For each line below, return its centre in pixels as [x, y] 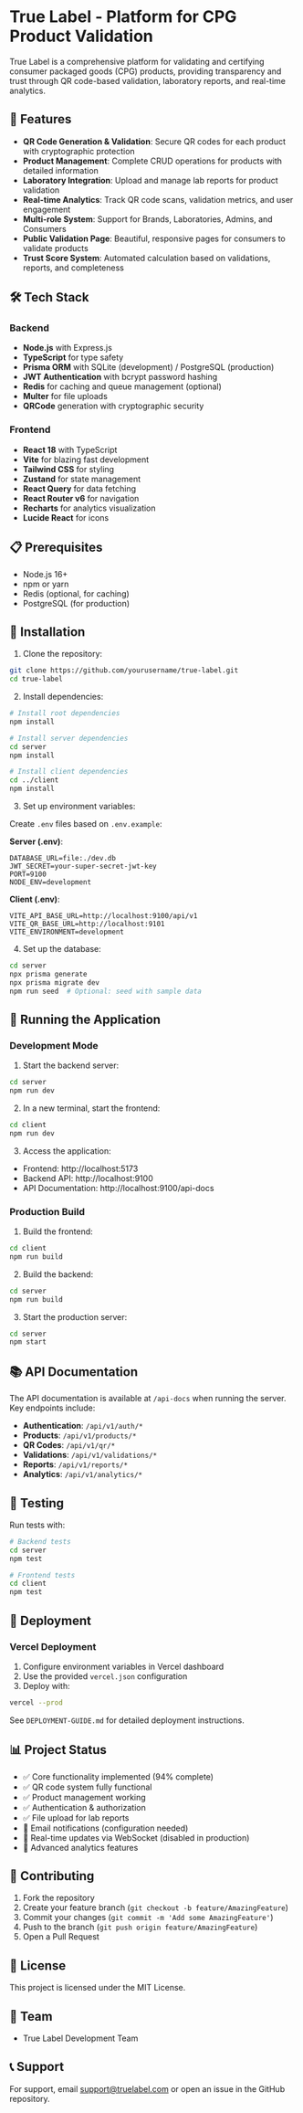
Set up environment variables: [79, 807]
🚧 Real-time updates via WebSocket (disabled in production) [136, 1837]
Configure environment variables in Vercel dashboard [123, 1666]
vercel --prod [37, 1702]
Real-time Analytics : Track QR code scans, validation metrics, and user [158, 199]
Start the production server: [75, 1316]
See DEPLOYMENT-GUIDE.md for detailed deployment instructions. [127, 1720]
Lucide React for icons [66, 517]
